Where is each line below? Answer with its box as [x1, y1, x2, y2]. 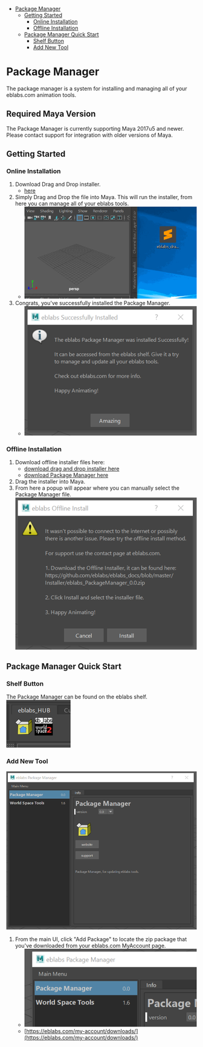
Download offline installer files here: [14, 459, 105, 466]
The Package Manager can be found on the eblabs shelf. [6, 693, 148, 701]
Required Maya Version [6, 109, 96, 119]
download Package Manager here [24, 471, 109, 479]
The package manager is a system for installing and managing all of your [6, 85, 187, 92]
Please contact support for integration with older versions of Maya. [6, 131, 173, 139]
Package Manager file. [14, 491, 71, 498]
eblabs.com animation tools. [6, 91, 77, 99]
